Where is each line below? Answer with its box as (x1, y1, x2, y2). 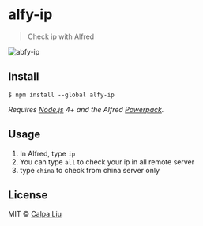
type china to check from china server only (19, 165, 160, 175)
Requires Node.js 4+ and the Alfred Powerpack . (8, 104, 164, 114)
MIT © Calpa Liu (8, 209, 62, 219)
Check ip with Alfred (27, 32, 95, 41)
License (8, 188, 48, 202)
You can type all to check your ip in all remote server (19, 156, 195, 167)
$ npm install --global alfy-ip (8, 91, 115, 99)
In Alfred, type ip (19, 149, 76, 158)
